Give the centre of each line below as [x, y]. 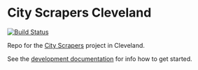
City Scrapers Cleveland [79, 13]
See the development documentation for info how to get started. [100, 59]
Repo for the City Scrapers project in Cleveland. [76, 45]
